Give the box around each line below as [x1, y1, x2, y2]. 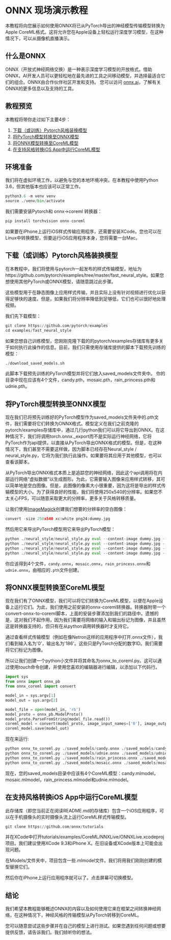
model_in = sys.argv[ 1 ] [5, 693, 56, 698]
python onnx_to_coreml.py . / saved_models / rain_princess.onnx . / [5, 755, 145, 761]
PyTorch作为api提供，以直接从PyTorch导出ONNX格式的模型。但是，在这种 [5, 440, 162, 446]
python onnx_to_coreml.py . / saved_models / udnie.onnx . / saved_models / [5, 751, 156, 756]
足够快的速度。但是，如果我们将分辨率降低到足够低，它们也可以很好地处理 [9, 296, 166, 302]
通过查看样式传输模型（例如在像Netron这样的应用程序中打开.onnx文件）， [5, 634, 159, 640]
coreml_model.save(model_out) [5, 726, 70, 731]
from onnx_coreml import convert [5, 684, 76, 689]
